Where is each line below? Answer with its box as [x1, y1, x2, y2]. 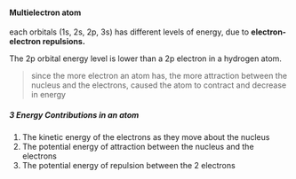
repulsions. [42, 36, 86, 47]
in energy [30, 89, 67, 100]
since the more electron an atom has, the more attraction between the [30, 71, 287, 82]
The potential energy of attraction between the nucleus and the [21, 142, 255, 152]
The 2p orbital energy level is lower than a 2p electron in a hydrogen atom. [9, 53, 283, 64]
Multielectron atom [9, 7, 82, 18]
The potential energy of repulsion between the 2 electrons [21, 160, 236, 171]
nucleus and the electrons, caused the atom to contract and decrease [30, 80, 287, 90]
